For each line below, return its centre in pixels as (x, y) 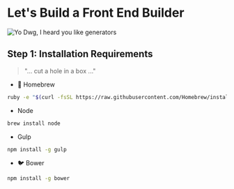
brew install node (34, 123)
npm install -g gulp (37, 149)
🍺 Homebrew (36, 84)
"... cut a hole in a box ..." (60, 70)
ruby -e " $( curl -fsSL (40, 97)
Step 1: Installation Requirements (80, 54)
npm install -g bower (39, 179)
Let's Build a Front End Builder (96, 13)
